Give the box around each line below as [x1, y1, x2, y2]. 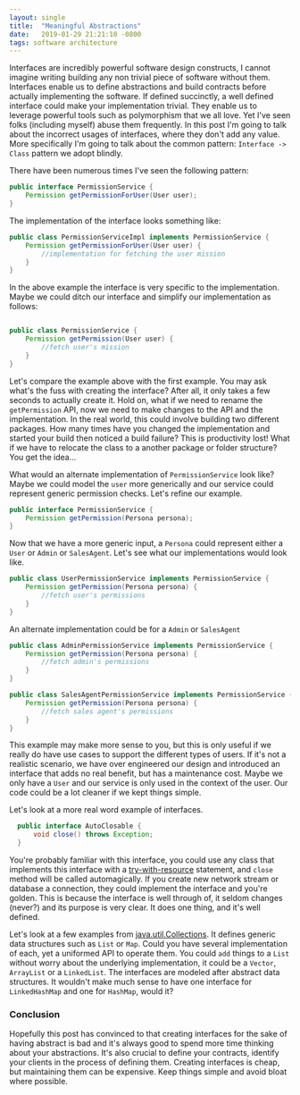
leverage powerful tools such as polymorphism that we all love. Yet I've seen [9, 110, 291, 121]
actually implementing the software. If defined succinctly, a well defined [9, 91, 274, 102]
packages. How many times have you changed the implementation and [9, 423, 271, 434]
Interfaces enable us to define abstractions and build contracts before [9, 81, 267, 92]
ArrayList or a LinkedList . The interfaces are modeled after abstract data [9, 967, 280, 977]
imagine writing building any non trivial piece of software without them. [9, 72, 271, 83]
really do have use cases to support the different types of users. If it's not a [9, 749, 287, 760]
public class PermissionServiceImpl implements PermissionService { [9, 232, 270, 241]
